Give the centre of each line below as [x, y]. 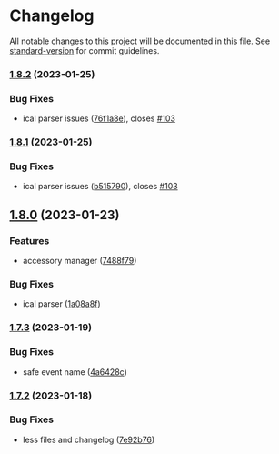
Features [30, 240]
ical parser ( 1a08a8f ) [62, 304]
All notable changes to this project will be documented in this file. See [140, 41]
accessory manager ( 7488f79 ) [80, 261]
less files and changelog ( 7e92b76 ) [89, 439]
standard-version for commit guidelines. [85, 50]
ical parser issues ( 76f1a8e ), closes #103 [99, 118]
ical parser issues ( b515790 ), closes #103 [100, 187]
